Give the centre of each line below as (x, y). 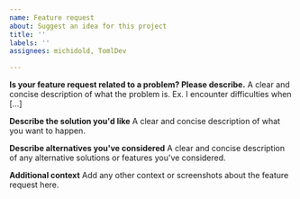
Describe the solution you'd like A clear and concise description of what (145, 122)
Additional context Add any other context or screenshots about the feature (149, 176)
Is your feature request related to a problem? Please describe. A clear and (150, 85)
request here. (34, 185)
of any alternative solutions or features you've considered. (118, 158)
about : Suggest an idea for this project (88, 26)
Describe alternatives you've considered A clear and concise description (147, 149)
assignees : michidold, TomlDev (68, 51)
